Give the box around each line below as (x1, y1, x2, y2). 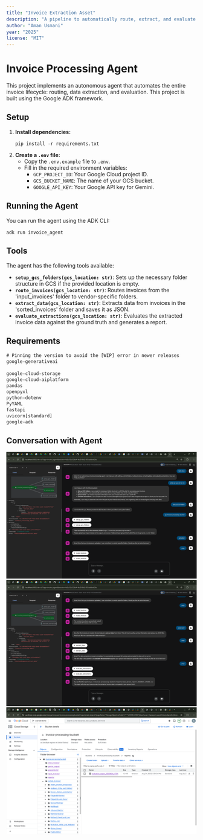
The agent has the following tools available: (6, 261, 115, 269)
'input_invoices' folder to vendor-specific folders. (14, 293, 138, 300)
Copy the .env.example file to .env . (24, 158, 111, 165)
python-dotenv (6, 395, 42, 401)
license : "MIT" (6, 35, 45, 42)
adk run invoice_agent (6, 229, 63, 236)
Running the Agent (6, 201, 79, 211)
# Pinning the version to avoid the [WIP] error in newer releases (6, 353, 180, 359)
